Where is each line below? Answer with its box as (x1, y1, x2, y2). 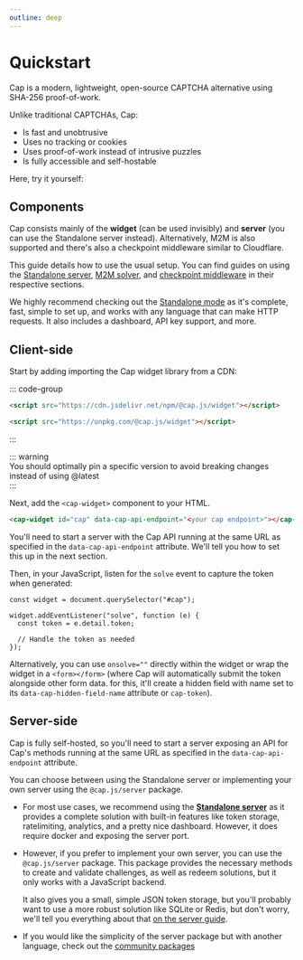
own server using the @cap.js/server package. (9, 784, 183, 795)
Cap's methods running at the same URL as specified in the (9, 747, 230, 758)
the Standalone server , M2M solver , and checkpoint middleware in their (9, 269, 275, 280)
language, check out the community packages (22, 940, 196, 951)
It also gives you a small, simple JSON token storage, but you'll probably (22, 894, 291, 905)
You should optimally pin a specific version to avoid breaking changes (9, 460, 269, 471)
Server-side (9, 713, 78, 729)
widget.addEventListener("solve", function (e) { (9, 611, 200, 620)
